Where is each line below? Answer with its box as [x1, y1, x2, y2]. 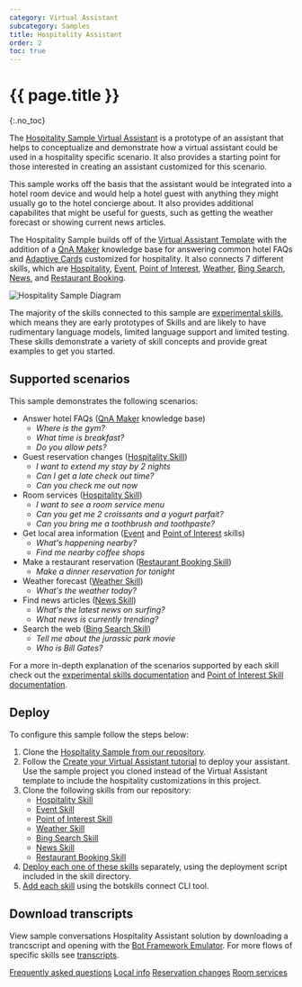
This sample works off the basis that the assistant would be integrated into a [9, 179, 292, 190]
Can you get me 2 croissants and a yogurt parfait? [35, 508, 225, 519]
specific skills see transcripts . [9, 949, 120, 960]
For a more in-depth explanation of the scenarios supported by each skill [9, 659, 280, 670]
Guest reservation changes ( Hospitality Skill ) [22, 451, 188, 462]
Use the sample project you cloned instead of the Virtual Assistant [22, 766, 268, 776]
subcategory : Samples [9, 22, 91, 31]
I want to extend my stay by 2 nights [35, 461, 171, 471]
